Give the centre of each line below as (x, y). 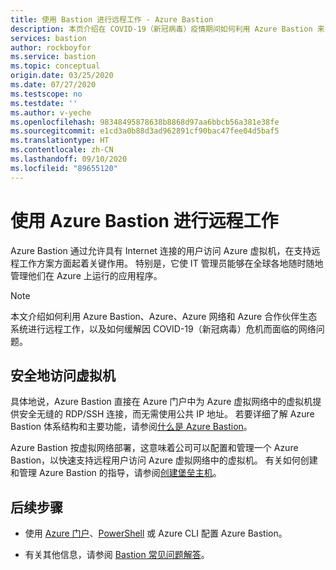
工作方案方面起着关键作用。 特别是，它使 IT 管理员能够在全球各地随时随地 (171, 263)
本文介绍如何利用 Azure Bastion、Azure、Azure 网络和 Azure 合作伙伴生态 (164, 316)
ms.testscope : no (46, 94)
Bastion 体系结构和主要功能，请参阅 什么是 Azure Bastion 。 (131, 427)
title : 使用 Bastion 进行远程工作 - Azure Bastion (112, 19)
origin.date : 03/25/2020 (62, 76)
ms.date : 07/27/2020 (53, 85)
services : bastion (48, 38)
